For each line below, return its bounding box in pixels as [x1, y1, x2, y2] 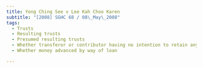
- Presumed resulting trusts [11, 36, 85, 42]
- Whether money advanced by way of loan [11, 48, 118, 54]
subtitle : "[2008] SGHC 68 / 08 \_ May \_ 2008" [6, 14, 120, 20]
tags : [6, 20, 20, 26]
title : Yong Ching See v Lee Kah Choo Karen [6, 8, 120, 15]
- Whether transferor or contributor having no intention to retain [11, 42, 188, 48]
